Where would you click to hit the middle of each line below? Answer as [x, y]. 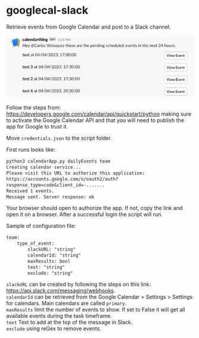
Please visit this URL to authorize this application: [76, 173]
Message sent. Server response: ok [50, 197]
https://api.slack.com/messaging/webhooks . [61, 291]
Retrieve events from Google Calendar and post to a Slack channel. [88, 27]
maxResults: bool [49, 262]
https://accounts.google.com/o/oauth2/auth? [62, 179]
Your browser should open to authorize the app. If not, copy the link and [94, 208]
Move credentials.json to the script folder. [59, 138]
